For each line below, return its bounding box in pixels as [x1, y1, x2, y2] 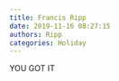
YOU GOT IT [9, 63, 56, 74]
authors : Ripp [9, 30, 63, 39]
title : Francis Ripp [9, 13, 87, 22]
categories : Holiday [9, 38, 87, 48]
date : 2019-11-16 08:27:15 [9, 22, 111, 31]
